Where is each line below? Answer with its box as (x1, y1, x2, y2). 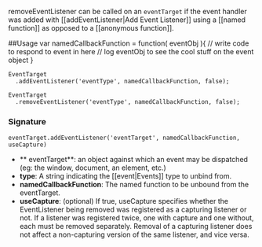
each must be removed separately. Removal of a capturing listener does (19, 222, 253, 231)
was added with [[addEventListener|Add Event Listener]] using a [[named (8, 15, 246, 24)
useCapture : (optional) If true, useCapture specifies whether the (19, 197, 229, 206)
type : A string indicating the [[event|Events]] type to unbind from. (19, 171, 232, 181)
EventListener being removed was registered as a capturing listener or (19, 205, 247, 215)
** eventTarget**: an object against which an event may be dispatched (19, 155, 249, 164)
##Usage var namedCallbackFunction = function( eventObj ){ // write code (8, 39, 249, 48)
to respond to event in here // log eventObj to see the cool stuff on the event (8, 47, 254, 56)
